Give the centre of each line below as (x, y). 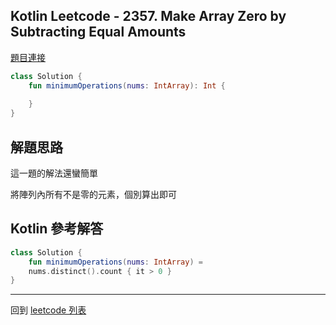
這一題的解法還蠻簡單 (54, 173)
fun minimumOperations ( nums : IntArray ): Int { (127, 85)
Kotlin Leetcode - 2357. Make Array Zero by (148, 16)
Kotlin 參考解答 (57, 229)
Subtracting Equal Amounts (98, 32)
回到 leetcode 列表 (48, 310)
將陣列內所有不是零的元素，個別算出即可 (93, 194)
